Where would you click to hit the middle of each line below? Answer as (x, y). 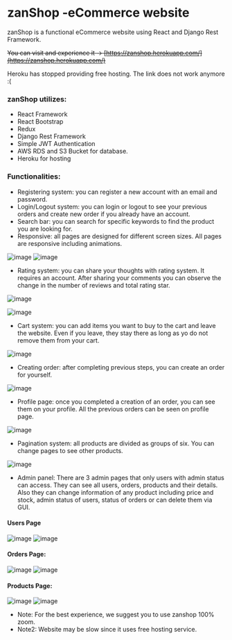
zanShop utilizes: (37, 99)
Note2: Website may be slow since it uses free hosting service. (107, 630)
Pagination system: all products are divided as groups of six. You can (116, 443)
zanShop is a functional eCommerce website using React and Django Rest (113, 32)
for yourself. (35, 375)
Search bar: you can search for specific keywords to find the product (116, 221)
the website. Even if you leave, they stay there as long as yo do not (113, 333)
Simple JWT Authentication (56, 144)
